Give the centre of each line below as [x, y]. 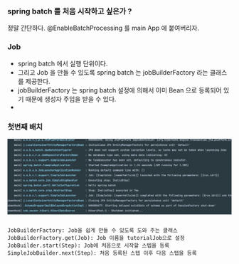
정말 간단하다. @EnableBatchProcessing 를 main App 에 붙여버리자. [103, 28]
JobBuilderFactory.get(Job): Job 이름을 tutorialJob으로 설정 [96, 238]
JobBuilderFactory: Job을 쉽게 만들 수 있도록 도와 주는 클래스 [92, 230]
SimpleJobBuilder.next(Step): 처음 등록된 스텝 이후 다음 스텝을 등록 [102, 253]
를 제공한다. [34, 81]
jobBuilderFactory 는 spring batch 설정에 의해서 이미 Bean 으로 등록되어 [119, 90]
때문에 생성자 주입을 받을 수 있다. [71, 99]
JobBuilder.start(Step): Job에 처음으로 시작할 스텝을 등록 [89, 245]
